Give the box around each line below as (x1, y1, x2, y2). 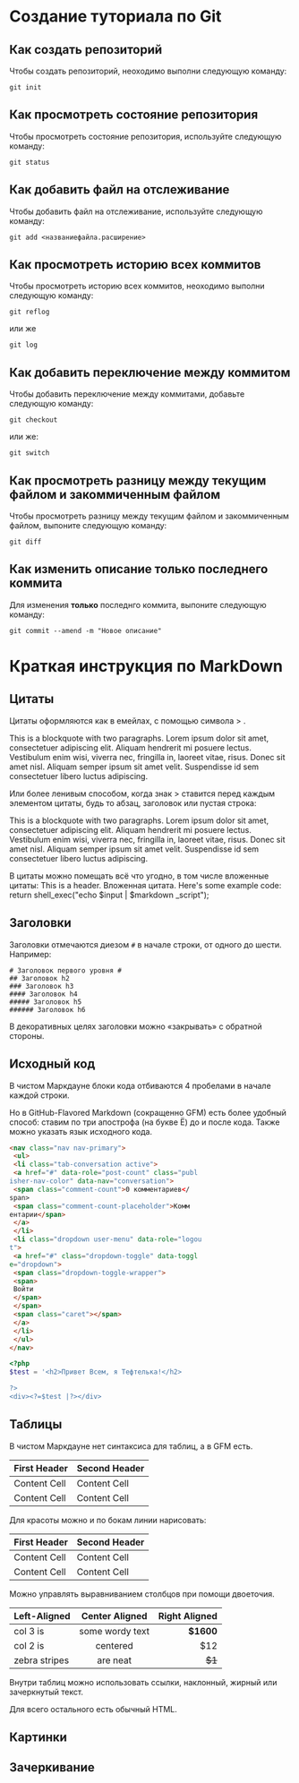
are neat (97, 1654, 132, 1667)
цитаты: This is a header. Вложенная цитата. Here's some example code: (9, 879, 282, 890)
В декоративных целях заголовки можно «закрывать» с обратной (9, 1021, 262, 1032)
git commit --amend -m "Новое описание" (9, 626, 163, 635)
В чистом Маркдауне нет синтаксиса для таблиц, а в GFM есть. (9, 1440, 253, 1452)
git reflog (9, 307, 50, 317)
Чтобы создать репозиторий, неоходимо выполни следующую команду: (9, 65, 287, 76)
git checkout (9, 416, 58, 424)
